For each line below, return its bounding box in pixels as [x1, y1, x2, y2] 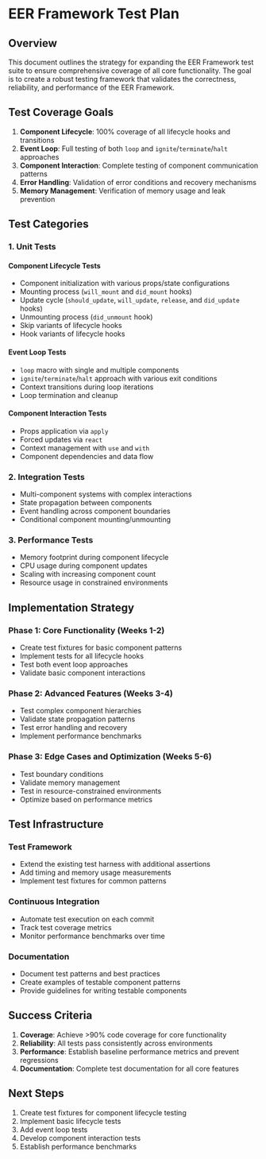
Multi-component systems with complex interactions [19, 489, 192, 499]
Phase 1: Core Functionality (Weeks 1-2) [8, 624, 165, 636]
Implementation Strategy [8, 601, 135, 614]
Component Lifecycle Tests [8, 261, 101, 270]
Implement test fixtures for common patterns [19, 876, 167, 886]
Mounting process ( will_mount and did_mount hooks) [19, 287, 192, 296]
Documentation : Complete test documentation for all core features [19, 1064, 240, 1073]
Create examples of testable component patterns [19, 977, 181, 987]
